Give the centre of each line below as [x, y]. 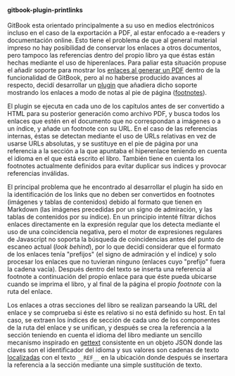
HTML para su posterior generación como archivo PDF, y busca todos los [114, 114]
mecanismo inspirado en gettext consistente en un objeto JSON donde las [115, 343]
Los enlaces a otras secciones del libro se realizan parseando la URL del [112, 305]
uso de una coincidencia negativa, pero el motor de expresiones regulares [115, 232]
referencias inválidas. [38, 174]
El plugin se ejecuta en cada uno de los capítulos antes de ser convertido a [116, 106]
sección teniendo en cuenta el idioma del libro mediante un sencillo [105, 335]
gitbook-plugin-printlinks [45, 10]
